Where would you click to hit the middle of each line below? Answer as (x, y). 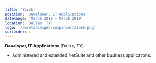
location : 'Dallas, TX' (29, 23)
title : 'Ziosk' (20, 9)
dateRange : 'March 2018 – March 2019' (44, 18)
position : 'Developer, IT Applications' (46, 14)
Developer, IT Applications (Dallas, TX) (44, 46)
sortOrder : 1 (18, 32)
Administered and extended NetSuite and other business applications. (81, 55)
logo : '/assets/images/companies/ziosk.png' (50, 28)
